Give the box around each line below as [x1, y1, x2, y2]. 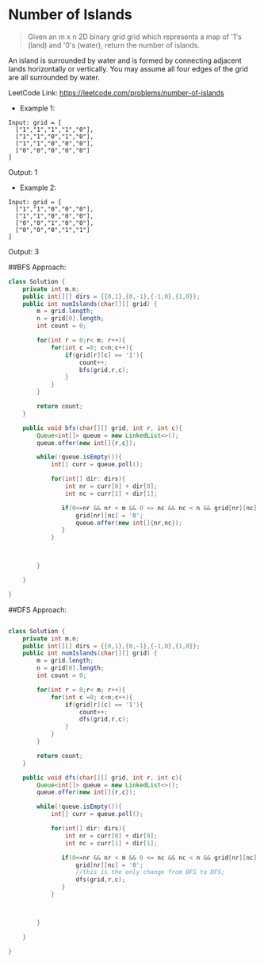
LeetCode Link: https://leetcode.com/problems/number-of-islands [8, 87, 224, 97]
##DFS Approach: [8, 605, 67, 614]
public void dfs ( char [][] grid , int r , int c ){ [22, 773, 182, 782]
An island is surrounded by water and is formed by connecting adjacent [8, 56, 242, 65]
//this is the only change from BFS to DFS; [75, 868, 225, 876]
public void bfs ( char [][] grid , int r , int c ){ [22, 423, 182, 432]
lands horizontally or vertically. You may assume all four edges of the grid [8, 64, 248, 73]
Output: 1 [8, 167, 38, 176]
